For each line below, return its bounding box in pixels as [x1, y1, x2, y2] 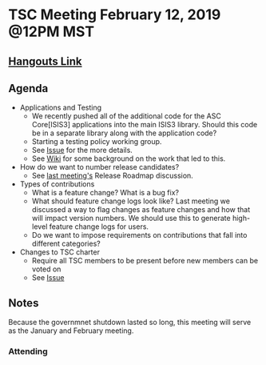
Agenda [8, 82, 49, 95]
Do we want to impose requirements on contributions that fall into [31, 231, 248, 240]
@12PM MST [8, 22, 94, 41]
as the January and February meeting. [8, 326, 134, 335]
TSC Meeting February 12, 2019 [8, 6, 221, 24]
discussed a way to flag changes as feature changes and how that [31, 205, 250, 215]
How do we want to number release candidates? [19, 162, 180, 172]
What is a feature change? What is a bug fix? [31, 188, 180, 198]
